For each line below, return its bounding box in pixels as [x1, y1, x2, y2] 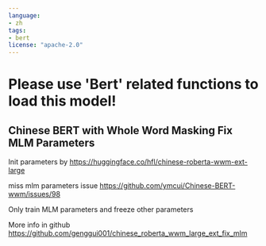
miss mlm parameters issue [8, 181, 98, 190]
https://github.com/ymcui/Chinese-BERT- [99, 181, 236, 190]
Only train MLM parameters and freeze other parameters [8, 205, 194, 214]
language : [8, 11, 41, 20]
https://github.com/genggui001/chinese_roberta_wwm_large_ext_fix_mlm [8, 229, 248, 238]
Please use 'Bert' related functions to [8, 75, 259, 94]
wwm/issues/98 [8, 190, 61, 199]
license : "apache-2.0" [8, 41, 83, 49]
